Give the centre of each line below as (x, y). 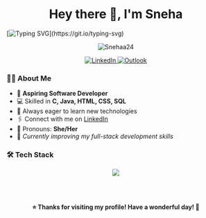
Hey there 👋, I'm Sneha (116, 14)
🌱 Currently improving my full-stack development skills (95, 136)
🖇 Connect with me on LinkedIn (62, 119)
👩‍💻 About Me (29, 78)
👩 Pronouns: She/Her (47, 129)
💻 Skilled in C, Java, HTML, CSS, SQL (71, 101)
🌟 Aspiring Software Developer (62, 94)
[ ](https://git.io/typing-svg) (65, 33)
